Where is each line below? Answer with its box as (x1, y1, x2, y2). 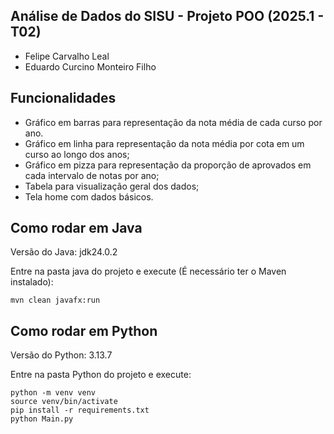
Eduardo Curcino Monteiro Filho (24, 60, 157, 73)
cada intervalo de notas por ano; (24, 169, 160, 181)
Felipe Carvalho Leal (24, 50, 110, 62)
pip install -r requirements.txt (10, 405, 150, 416)
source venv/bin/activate (10, 397, 118, 407)
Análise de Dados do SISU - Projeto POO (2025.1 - (10, 8, 325, 25)
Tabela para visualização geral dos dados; (24, 180, 200, 192)
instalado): (10, 276, 54, 288)
